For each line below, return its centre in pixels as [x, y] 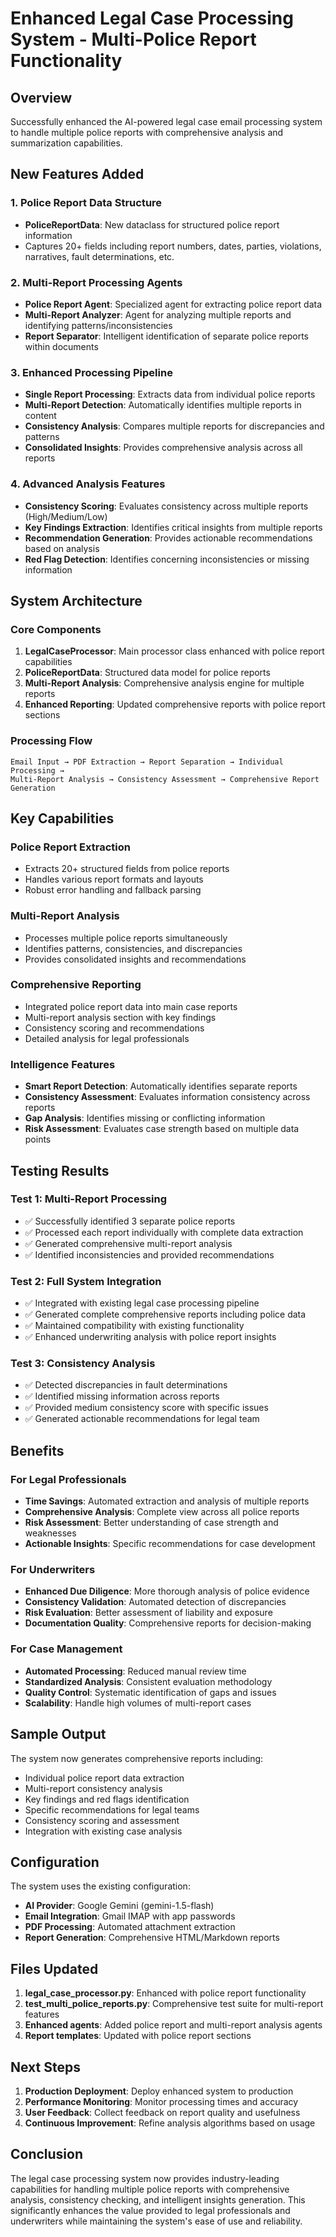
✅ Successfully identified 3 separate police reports [130, 1221]
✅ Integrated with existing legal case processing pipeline [142, 1303]
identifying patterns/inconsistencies [98, 325]
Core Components [56, 629]
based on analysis [62, 548]
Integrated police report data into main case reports [131, 1006]
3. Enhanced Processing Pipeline [91, 372]
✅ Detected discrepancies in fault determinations [126, 1385]
